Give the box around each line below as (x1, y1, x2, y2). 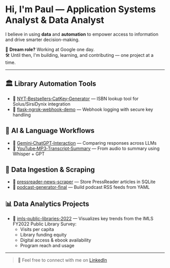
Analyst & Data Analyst (5, 14, 105, 26)
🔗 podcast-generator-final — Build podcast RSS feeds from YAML (12, 184, 150, 190)
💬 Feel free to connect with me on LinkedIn (17, 257, 107, 263)
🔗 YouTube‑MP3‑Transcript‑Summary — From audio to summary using (12, 145, 160, 151)
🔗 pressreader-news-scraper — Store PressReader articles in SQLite (12, 179, 156, 185)
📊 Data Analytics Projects (5, 199, 90, 208)
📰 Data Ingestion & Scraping (5, 165, 95, 174)
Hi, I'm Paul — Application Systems (5, 4, 156, 15)
